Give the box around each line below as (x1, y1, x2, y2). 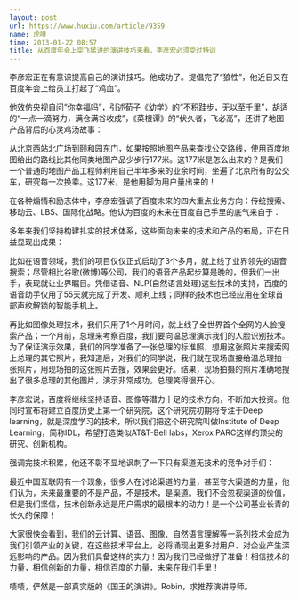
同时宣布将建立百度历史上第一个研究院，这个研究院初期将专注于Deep (9, 405, 263, 415)
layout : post (9, 12, 58, 22)
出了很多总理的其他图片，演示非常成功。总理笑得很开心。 (9, 375, 220, 386)
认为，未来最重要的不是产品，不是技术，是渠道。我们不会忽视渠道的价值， (16, 488, 290, 498)
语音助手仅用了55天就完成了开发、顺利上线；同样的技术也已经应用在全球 (9, 289, 276, 300)
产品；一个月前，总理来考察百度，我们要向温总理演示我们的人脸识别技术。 (16, 331, 290, 341)
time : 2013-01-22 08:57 (9, 37, 98, 47)
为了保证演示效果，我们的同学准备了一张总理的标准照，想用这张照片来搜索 (9, 341, 282, 352)
